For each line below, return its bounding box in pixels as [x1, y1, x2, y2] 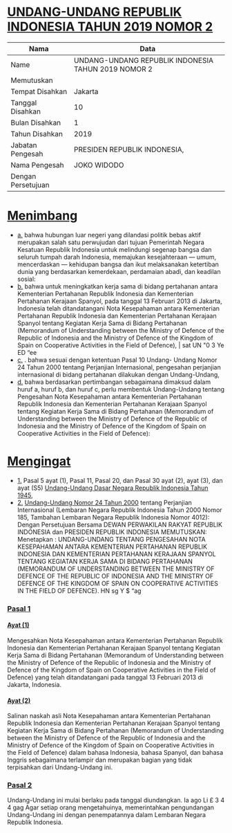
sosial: [17, 275, 36, 283]
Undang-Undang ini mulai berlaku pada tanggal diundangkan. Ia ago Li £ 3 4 [7, 796, 225, 805]
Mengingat [7, 454, 71, 469]
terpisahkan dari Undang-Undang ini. [7, 763, 113, 771]
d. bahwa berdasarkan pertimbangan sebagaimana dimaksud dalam [17, 378, 211, 386]
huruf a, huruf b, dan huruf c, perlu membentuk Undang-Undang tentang [17, 385, 225, 393]
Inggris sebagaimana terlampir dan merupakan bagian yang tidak [7, 756, 193, 765]
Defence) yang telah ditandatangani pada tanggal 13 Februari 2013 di [7, 672, 204, 681]
